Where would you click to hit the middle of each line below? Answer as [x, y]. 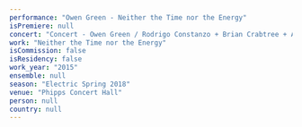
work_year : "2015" [44, 68]
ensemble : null [38, 76]
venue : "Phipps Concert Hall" [66, 92]
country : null [36, 109]
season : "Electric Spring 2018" [70, 84]
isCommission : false [48, 51]
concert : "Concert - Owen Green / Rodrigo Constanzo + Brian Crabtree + [148, 34]
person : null [34, 101]
